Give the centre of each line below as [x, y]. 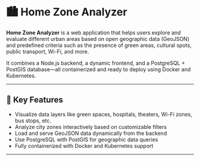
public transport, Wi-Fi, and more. [48, 51]
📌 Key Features [35, 100]
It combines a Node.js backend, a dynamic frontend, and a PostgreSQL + [96, 63]
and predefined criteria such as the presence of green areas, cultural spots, [99, 45]
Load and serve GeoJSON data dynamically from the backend [91, 133]
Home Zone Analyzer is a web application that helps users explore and [93, 32]
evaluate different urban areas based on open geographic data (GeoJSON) [98, 39]
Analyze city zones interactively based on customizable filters [91, 127]
